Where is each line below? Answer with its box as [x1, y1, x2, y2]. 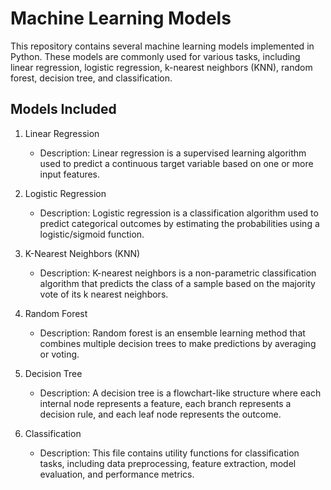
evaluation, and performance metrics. [39, 468, 195, 480]
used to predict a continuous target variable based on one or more [39, 157, 314, 169]
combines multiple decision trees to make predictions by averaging [39, 337, 317, 349]
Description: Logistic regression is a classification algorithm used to [39, 207, 319, 219]
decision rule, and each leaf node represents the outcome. [39, 408, 282, 420]
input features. [39, 168, 101, 180]
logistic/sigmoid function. [39, 228, 145, 240]
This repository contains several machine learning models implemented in [10, 40, 315, 52]
